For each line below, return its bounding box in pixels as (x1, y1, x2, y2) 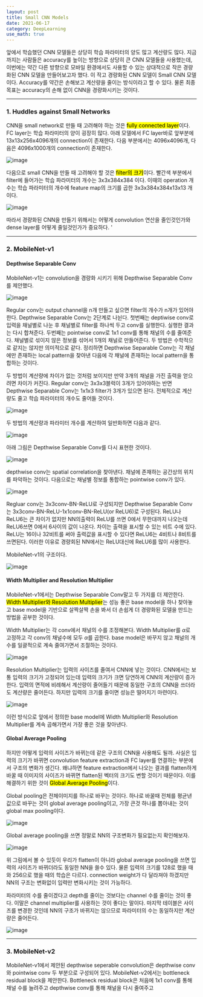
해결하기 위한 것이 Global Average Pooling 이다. (6, 779, 120, 786)
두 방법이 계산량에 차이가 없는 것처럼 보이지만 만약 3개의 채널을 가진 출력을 (6, 372, 182, 379)
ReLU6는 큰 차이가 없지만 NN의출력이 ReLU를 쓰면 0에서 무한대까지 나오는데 (6, 515, 188, 522)
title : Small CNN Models (6, 14, 69, 21)
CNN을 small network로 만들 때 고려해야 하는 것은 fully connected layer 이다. (6, 122, 190, 129)
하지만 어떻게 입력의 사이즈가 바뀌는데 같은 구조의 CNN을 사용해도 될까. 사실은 (6, 749, 190, 756)
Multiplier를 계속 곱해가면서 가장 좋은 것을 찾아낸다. (6, 720, 128, 728)
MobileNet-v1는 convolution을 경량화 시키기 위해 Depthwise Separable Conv (6, 274, 193, 281)
